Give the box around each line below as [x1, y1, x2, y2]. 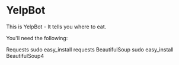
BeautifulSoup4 [6, 52, 44, 59]
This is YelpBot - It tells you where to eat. [6, 23, 107, 30]
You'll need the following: [6, 34, 68, 41]
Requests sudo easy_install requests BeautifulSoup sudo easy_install [6, 45, 174, 53]
